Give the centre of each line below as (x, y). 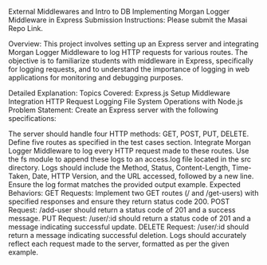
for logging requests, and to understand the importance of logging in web (129, 69)
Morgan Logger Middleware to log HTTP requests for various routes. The (128, 52)
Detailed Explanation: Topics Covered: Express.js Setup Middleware (120, 93)
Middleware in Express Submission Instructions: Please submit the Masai (128, 20)
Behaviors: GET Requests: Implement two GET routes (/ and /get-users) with (133, 193)
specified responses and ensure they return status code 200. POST (119, 201)
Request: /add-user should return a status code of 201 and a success (122, 210)
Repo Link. (26, 28)
